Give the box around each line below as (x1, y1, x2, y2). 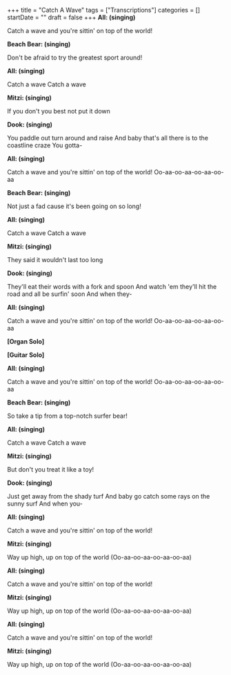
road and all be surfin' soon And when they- (7, 290, 132, 298)
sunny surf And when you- (7, 499, 83, 508)
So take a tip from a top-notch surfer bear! (7, 412, 128, 420)
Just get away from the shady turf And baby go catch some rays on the (7, 492, 210, 500)
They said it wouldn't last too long (7, 256, 103, 263)
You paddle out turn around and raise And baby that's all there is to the (7, 134, 209, 142)
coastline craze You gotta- (7, 141, 83, 149)
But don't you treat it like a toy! (7, 465, 94, 473)
